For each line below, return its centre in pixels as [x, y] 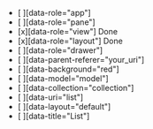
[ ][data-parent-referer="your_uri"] [81, 60]
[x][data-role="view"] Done [67, 31]
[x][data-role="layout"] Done [70, 41]
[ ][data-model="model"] [63, 78]
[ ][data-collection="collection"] [76, 88]
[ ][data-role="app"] [54, 13]
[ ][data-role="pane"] [56, 22]
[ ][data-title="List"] [54, 116]
